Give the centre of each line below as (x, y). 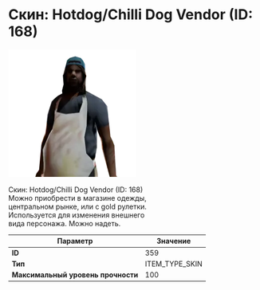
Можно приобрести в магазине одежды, (77, 198)
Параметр (75, 241)
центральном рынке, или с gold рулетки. (78, 206)
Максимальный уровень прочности (75, 275)
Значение (174, 241)
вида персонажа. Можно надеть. (65, 223)
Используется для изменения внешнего (77, 215)
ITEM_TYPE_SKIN (174, 264)
